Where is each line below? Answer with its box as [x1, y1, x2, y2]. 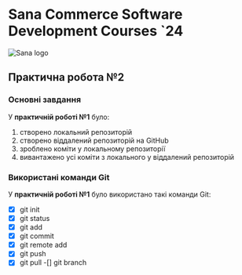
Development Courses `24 [8, 22, 184, 40]
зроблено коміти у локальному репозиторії [19, 143, 166, 154]
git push [19, 249, 46, 259]
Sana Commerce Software [8, 5, 183, 24]
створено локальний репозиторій [19, 127, 133, 136]
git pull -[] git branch [19, 258, 87, 267]
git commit [19, 231, 55, 241]
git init [19, 204, 40, 214]
